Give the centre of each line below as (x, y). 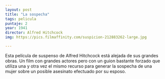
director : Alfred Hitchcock (34, 33)
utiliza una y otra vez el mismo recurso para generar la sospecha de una (79, 66)
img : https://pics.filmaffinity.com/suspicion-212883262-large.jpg (76, 38)
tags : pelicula (21, 19)
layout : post (19, 10)
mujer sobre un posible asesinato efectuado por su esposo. (66, 71)
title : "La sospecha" (27, 14)
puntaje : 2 (16, 23)
